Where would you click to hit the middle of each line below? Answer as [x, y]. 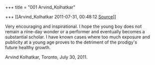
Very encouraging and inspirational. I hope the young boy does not [74, 26]
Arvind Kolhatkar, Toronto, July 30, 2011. [46, 57]
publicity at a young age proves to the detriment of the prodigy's [71, 42]
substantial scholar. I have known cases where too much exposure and [78, 37]
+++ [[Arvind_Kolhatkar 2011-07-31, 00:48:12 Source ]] [61, 17]
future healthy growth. [28, 47]
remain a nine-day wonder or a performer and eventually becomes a [75, 32]
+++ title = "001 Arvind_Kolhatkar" [40, 7]
